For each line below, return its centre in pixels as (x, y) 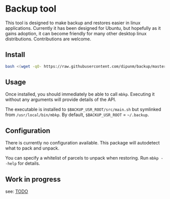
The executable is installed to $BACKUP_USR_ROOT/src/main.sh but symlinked (83, 110)
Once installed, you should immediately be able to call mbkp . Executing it (80, 94)
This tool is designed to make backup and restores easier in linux (73, 23)
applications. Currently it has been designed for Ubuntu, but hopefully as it (83, 28)
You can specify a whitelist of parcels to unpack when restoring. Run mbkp (82, 158)
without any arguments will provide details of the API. (61, 99)
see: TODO (17, 191)
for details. (29, 163)
